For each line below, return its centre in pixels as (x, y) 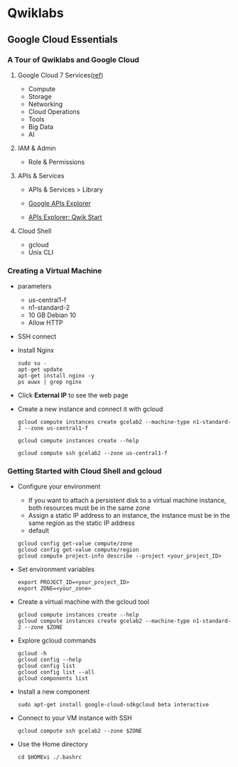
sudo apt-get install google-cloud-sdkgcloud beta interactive (113, 705)
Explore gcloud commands (57, 641)
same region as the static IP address (81, 523)
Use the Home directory (53, 744)
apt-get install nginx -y (56, 376)
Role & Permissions (56, 162)
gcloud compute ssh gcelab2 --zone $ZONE (80, 731)
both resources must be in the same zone (89, 508)
